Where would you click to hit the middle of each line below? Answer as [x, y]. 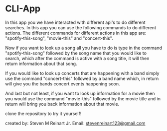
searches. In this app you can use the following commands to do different [81, 27]
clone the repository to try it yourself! [43, 113]
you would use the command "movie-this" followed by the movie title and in [83, 98]
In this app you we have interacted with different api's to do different [75, 22]
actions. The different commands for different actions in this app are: [76, 33]
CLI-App [23, 9]
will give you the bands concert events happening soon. [63, 84]
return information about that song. [41, 64]
